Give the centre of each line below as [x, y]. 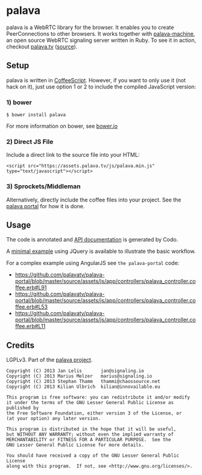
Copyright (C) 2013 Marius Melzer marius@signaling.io [79, 376]
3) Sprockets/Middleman [43, 186]
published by [23, 408]
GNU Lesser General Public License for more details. [75, 445]
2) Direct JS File [30, 142]
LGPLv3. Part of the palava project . [49, 360]
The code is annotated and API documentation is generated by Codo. [92, 240]
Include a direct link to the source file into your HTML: [73, 155]
